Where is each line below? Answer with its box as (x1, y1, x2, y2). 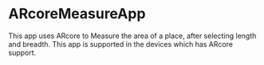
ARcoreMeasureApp (8, 5, 146, 23)
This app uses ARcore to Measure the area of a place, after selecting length (8, 31, 257, 40)
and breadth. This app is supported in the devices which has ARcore (8, 39, 234, 48)
